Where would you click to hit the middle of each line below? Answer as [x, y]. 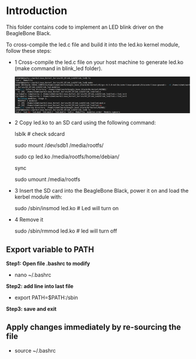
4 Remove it [29, 220]
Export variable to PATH [50, 249]
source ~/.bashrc [35, 350]
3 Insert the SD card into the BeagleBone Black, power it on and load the [101, 191]
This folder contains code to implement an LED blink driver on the [85, 27]
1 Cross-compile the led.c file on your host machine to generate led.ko [99, 62]
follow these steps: [29, 50]
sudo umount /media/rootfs [47, 179]
